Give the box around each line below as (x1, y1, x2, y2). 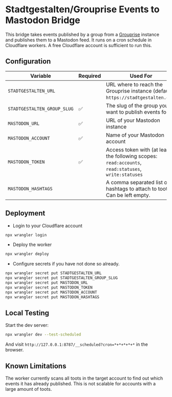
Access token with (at (105, 146, 159, 153)
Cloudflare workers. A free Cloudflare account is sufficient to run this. (5, 42, 152, 48)
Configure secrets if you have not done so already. (12, 261, 120, 267)
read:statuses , (105, 165, 142, 172)
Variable (30, 72, 51, 79)
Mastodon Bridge (5, 14, 80, 26)
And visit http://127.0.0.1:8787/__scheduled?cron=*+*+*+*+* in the (5, 341, 148, 347)
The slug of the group (105, 102, 158, 109)
